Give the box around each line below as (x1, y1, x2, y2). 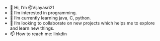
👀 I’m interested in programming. (9, 10, 77, 16)
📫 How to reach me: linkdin (9, 31, 67, 37)
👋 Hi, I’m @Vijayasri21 (9, 5, 55, 10)
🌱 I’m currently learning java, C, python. (9, 15, 91, 20)
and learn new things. (9, 25, 55, 31)
